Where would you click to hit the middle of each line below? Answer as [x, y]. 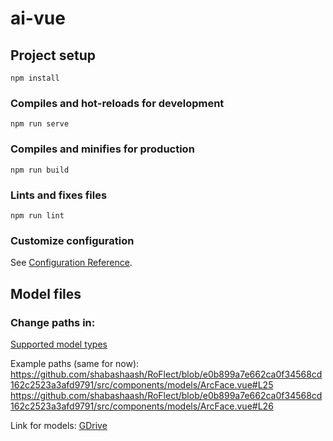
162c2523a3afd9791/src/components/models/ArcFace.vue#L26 [142, 406]
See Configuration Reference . [71, 263]
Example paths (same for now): [75, 363]
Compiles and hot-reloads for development [117, 103]
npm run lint [37, 215]
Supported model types [59, 344]
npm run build [40, 170]
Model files [46, 293]
